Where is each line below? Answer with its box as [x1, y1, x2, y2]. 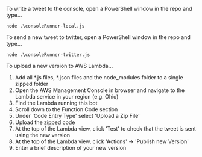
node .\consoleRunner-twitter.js [6, 52, 90, 58]
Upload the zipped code [14, 119, 75, 126]
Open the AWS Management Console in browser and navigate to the [14, 87, 185, 94]
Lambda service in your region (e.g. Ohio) [14, 93, 119, 100]
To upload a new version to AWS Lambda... [6, 63, 113, 69]
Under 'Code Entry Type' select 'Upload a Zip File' [14, 112, 140, 119]
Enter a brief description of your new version [14, 144, 127, 151]
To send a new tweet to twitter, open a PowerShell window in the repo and [6, 34, 191, 41]
